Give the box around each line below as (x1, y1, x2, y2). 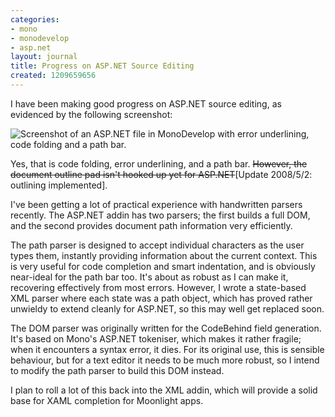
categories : (10, 14, 60, 25)
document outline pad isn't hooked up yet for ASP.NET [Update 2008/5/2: (10, 168, 313, 180)
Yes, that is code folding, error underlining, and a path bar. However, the (10, 157, 308, 170)
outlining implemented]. (10, 179, 108, 191)
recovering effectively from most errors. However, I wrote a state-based (10, 281, 307, 293)
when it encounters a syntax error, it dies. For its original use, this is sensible (10, 343, 325, 355)
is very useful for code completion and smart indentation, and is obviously (10, 260, 316, 272)
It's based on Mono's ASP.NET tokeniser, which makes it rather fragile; (10, 332, 302, 345)
